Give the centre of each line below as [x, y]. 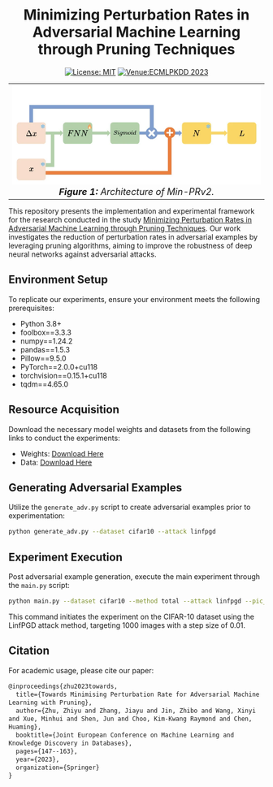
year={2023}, [38, 759]
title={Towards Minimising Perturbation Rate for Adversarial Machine [138, 694]
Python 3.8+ [41, 323]
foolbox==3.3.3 [45, 332]
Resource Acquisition [64, 410]
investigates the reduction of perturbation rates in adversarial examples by [133, 236]
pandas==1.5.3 [45, 349]
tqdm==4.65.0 [44, 384]
